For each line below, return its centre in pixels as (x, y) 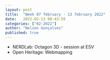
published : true (22, 33)
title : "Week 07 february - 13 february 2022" (55, 14)
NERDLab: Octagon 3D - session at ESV (53, 47)
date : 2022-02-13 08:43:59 (35, 19)
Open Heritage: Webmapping (42, 52)
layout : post (19, 10)
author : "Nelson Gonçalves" (34, 28)
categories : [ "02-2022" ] (31, 24)
